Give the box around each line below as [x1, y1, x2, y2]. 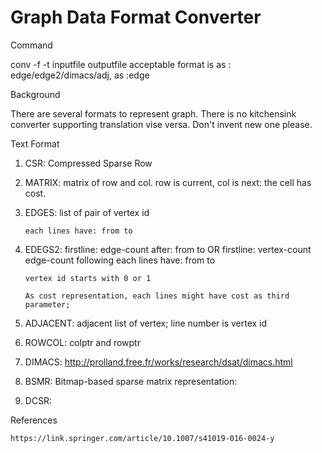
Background [10, 88, 61, 100]
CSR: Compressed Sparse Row [24, 157, 153, 169]
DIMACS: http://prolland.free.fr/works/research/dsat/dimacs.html [24, 356, 293, 368]
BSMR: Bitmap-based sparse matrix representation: [24, 375, 238, 387]
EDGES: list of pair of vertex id [24, 206, 150, 218]
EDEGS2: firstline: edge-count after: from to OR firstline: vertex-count [24, 243, 312, 255]
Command [10, 39, 53, 51]
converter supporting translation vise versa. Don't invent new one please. [10, 118, 313, 130]
